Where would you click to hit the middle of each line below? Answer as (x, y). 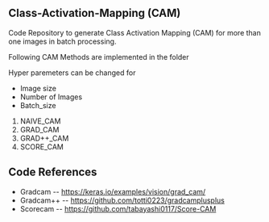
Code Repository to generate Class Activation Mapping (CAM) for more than (135, 32)
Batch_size (38, 105)
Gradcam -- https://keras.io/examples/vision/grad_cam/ (113, 191)
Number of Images (51, 97)
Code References (53, 172)
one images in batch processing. (62, 41)
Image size (38, 88)
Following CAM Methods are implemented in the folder (99, 57)
